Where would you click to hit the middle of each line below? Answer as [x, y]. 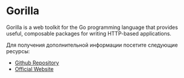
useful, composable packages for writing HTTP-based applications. [89, 33]
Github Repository [37, 63]
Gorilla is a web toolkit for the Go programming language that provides [92, 27]
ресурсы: [18, 51]
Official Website [34, 69]
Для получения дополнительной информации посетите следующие [92, 45]
